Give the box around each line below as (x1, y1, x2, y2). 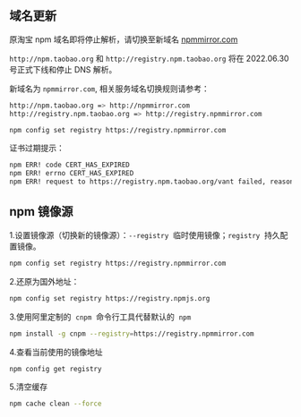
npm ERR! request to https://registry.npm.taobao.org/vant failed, (9, 177, 267, 186)
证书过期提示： (9, 142, 64, 154)
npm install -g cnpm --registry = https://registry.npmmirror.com (9, 329, 254, 338)
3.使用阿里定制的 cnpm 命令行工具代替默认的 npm (9, 311, 192, 322)
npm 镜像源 (9, 204, 73, 219)
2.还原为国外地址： (9, 276, 80, 286)
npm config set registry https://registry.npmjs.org (9, 294, 211, 302)
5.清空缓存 (9, 381, 47, 392)
